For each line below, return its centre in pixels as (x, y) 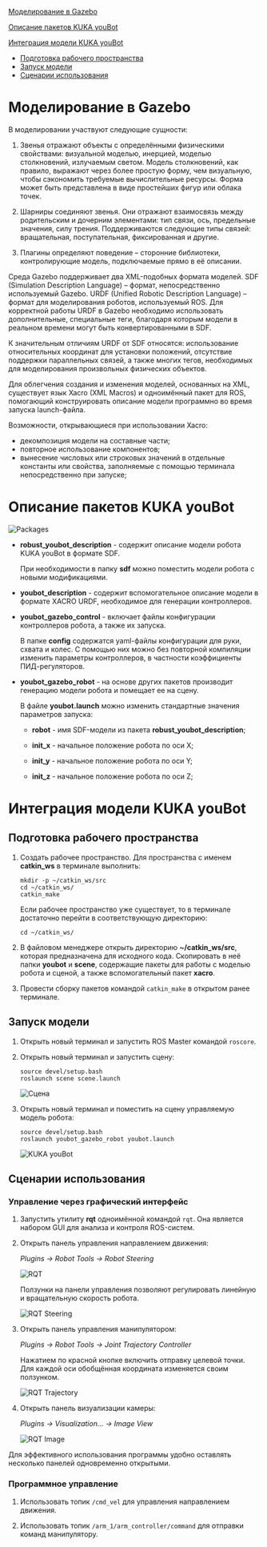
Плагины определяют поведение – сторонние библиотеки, (120, 252)
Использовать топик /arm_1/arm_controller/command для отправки (132, 1525)
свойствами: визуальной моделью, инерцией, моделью (116, 153)
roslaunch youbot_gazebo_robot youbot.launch (97, 1139)
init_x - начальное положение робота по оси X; (113, 745)
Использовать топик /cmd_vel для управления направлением (125, 1501)
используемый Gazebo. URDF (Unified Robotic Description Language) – (128, 293)
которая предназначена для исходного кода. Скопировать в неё (130, 956)
